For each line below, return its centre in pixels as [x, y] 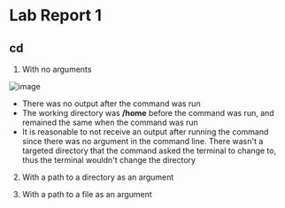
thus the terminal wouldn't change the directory [109, 160]
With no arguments [57, 69]
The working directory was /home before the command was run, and [148, 113]
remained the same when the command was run [110, 122]
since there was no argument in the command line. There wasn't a [142, 141]
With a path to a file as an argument [87, 194]
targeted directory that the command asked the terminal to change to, [149, 150]
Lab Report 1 [55, 15]
